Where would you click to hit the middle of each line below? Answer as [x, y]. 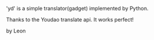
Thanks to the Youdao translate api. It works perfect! [70, 19]
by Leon [16, 31]
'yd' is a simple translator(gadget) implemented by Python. [77, 8]
